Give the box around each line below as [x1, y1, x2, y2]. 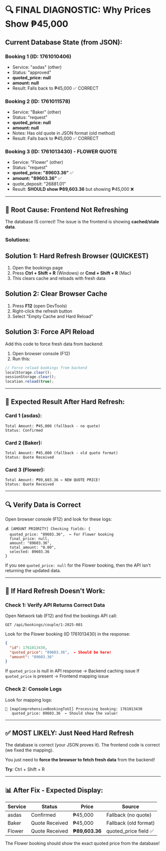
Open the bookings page [12, 265, 63, 271]
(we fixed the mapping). [5, 747, 54, 753]
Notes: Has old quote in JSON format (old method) [12, 130, 116, 136]
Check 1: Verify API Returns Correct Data [5, 601, 105, 608]
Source [122, 803, 139, 810]
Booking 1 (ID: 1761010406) [5, 53, 72, 60]
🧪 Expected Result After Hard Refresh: [5, 397, 125, 406]
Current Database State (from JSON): [5, 38, 123, 47]
